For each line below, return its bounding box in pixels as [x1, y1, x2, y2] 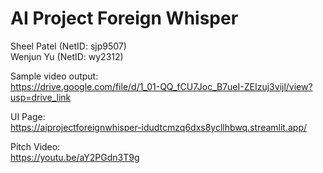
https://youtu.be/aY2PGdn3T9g [10, 151, 140, 163]
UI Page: [10, 110, 46, 122]
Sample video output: [10, 70, 99, 82]
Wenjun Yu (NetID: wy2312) [10, 50, 124, 62]
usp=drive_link [10, 91, 72, 103]
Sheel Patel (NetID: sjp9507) [10, 40, 127, 52]
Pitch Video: [10, 140, 61, 152]
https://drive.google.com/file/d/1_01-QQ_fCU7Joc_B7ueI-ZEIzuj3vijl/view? [10, 80, 313, 92]
